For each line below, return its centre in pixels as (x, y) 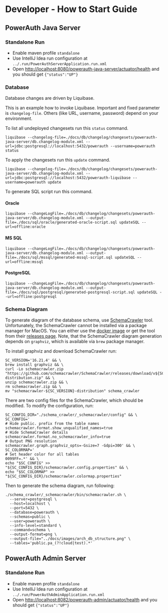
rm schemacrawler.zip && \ (33, 387)
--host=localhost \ (30, 504)
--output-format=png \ (33, 534)
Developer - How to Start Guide (71, 9)
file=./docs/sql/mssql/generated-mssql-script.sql (59, 257)
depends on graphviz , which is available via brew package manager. (75, 342)
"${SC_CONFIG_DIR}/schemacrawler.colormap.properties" (63, 477)
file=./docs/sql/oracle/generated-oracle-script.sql (61, 222)
